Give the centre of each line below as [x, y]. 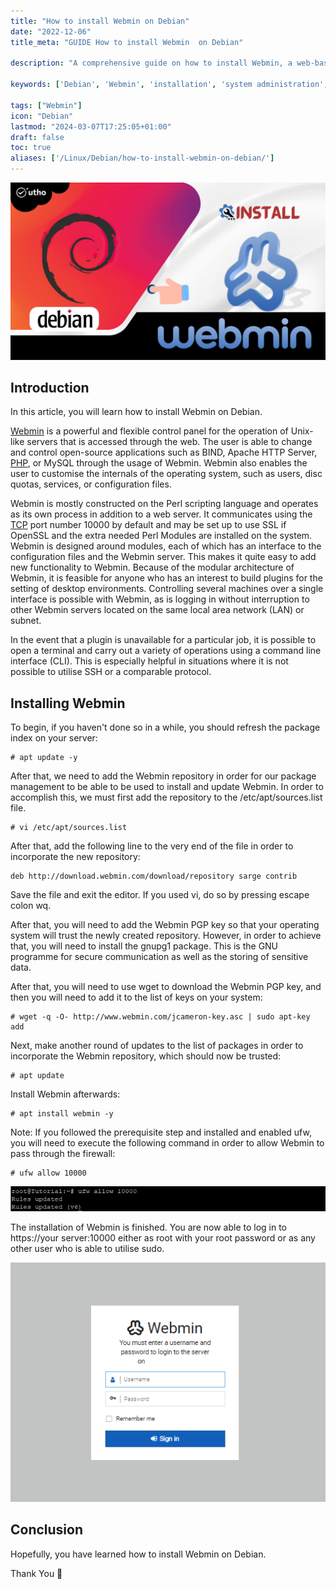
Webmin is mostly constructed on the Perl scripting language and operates [164, 504]
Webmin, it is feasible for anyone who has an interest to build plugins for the [166, 578]
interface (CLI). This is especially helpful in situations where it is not [149, 661]
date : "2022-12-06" [51, 31]
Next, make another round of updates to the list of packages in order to [157, 1046]
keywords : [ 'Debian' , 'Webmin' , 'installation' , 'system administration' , [169, 85]
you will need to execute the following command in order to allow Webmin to [167, 1143]
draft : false [37, 137]
